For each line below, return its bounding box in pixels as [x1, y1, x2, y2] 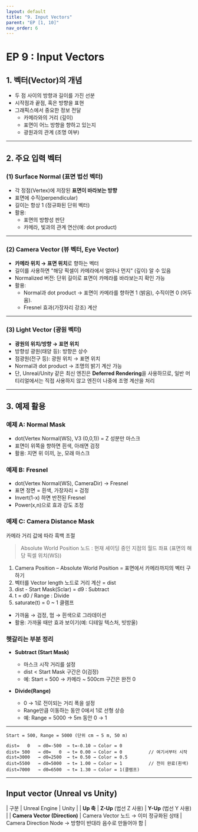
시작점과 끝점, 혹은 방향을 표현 [14, 100, 84, 107]
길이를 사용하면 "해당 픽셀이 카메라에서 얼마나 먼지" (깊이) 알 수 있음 [14, 267, 171, 274]
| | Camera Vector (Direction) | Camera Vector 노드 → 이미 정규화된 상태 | [6, 812, 182, 819]
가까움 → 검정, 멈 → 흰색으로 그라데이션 [14, 611, 107, 618]
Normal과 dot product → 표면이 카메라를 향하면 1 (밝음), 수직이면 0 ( [23, 289, 183, 296]
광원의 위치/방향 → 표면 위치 [14, 340, 80, 347]
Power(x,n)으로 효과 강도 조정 [14, 501, 84, 508]
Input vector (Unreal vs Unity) [6, 788, 118, 798]
